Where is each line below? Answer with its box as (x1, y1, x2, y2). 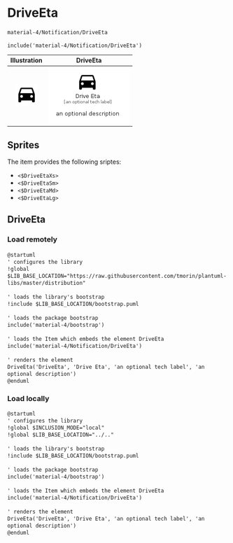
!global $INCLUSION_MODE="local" (7, 424, 105, 431)
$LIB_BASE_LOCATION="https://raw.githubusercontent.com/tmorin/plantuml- (7, 272, 227, 279)
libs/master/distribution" (7, 279, 86, 286)
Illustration (10, 56, 43, 64)
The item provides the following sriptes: (7, 157, 122, 166)
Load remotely (7, 234, 58, 244)
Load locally (7, 393, 50, 403)
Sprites (7, 139, 40, 151)
